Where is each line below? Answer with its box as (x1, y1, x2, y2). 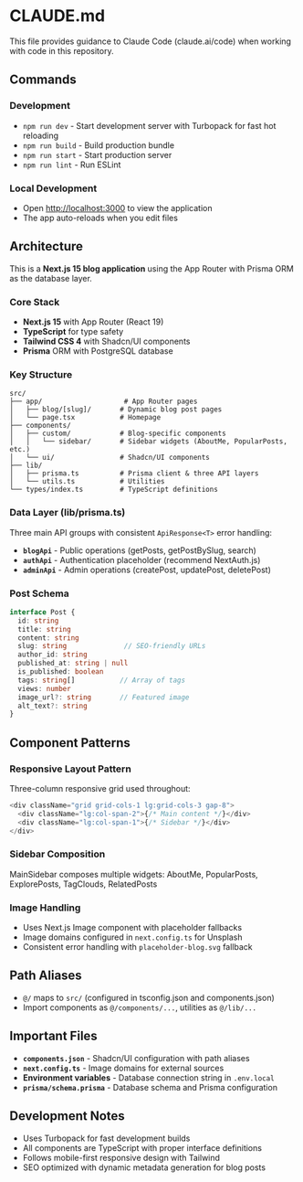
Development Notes (9, 1108, 125, 1124)
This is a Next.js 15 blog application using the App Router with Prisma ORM (9, 262, 294, 274)
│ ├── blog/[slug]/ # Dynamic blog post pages (9, 405, 223, 414)
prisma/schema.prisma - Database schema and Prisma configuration (22, 1081, 278, 1092)
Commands (9, 72, 78, 88)
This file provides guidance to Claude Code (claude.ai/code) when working (9, 36, 292, 47)
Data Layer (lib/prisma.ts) (9, 506, 126, 519)
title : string (17, 624, 71, 634)
